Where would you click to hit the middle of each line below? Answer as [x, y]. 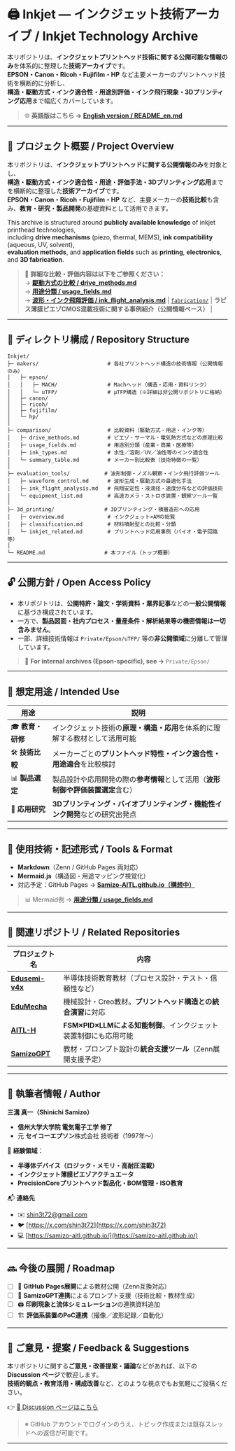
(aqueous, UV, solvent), [41, 244]
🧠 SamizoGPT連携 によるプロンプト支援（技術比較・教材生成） [108, 1295]
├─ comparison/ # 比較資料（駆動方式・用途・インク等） [107, 430]
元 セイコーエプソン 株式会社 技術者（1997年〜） [87, 1135]
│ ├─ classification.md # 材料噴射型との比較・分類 [92, 524]
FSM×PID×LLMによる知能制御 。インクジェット [141, 1025]
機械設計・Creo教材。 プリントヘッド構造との [138, 1002]
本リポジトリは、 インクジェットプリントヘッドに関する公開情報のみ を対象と [117, 164]
